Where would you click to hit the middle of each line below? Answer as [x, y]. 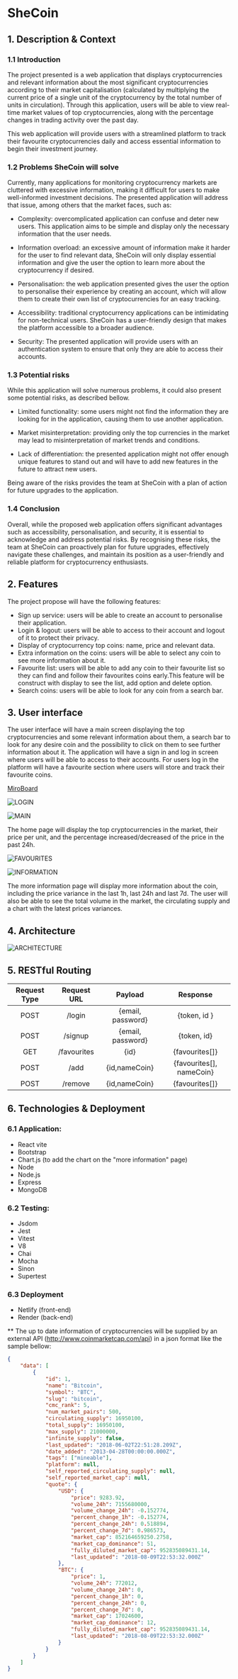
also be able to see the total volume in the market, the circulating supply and [119, 901]
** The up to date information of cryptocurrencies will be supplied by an [113, 1331]
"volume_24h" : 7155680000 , [110, 1504]
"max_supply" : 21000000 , [82, 1432]
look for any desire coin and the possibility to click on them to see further [114, 745]
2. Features [33, 584]
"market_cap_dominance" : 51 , [114, 1544]
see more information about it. [62, 660]
